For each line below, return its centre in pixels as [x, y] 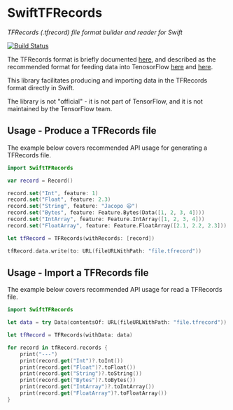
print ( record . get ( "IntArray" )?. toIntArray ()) [87, 387]
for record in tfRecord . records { [58, 348]
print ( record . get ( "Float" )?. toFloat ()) [78, 367]
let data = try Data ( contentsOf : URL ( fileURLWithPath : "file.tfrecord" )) [117, 323]
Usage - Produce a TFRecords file [82, 131]
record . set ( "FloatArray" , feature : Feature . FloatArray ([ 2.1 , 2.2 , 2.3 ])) [117, 225]
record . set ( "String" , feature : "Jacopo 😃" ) [73, 206]
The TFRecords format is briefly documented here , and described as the [112, 59]
